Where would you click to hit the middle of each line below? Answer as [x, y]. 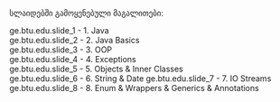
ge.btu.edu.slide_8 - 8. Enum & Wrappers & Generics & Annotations [134, 88]
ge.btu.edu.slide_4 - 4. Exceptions [73, 59]
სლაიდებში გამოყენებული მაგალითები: [87, 13]
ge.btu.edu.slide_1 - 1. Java [60, 30]
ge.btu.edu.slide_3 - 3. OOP [61, 50]
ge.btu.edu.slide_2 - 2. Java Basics [75, 40]
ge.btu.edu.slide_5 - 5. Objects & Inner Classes [96, 69]
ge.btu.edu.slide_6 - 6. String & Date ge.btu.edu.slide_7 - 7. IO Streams [140, 79]
